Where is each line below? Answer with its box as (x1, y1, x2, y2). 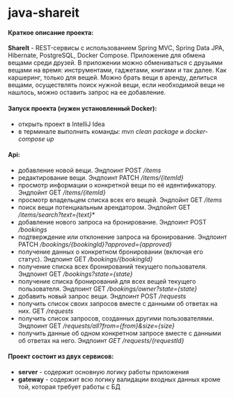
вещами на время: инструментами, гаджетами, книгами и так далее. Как (8, 66, 227, 75)
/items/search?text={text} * (17, 211, 95, 219)
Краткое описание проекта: (8, 28, 94, 36)
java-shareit (8, 5, 79, 21)
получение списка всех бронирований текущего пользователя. (17, 262, 208, 270)
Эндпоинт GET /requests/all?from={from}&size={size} (17, 321, 175, 330)
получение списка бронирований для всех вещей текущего (17, 277, 196, 285)
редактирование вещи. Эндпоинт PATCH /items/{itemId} (17, 173, 184, 182)
